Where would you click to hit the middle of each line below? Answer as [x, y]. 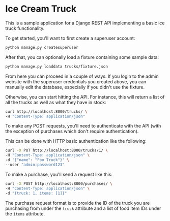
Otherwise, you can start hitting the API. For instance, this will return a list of [85, 97]
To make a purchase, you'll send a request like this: [59, 174]
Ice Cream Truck [41, 9]
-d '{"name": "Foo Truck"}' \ [37, 160]
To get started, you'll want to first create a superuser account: [70, 38]
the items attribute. [25, 213]
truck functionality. [25, 28]
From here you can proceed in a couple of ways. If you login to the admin [82, 76]
